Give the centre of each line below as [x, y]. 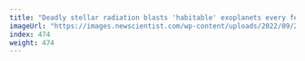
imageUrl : [28, 26]
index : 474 [30, 34]
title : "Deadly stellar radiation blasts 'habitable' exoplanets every [148, 17]
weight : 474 [32, 43]
